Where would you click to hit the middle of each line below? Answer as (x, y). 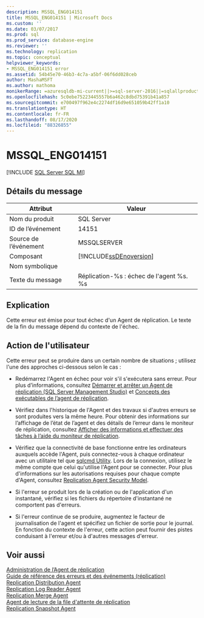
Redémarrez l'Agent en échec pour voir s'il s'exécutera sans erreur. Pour (106, 378)
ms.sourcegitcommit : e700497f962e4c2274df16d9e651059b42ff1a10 (88, 102)
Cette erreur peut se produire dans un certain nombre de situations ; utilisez (101, 360)
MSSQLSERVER (100, 243)
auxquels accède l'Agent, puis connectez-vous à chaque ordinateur (100, 454)
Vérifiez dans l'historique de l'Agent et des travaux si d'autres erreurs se (105, 410)
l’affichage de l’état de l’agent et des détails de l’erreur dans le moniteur (104, 423)
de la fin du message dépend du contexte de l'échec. (73, 326)
